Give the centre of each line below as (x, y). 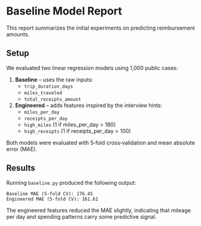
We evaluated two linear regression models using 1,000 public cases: (92, 68)
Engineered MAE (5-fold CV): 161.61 (52, 199)
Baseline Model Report (64, 11)
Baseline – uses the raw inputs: (54, 79)
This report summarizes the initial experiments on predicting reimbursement (101, 28)
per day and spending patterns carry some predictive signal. (81, 216)
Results (21, 168)
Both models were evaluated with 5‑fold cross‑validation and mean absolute (101, 143)
